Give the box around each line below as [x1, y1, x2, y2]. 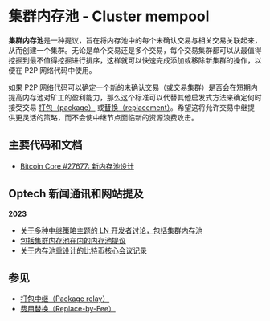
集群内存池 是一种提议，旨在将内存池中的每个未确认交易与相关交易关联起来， [8, 35, 262, 45]
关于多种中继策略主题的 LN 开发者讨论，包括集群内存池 [19, 226, 203, 235]
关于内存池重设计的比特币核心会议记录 [19, 246, 147, 255]
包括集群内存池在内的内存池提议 [19, 235, 126, 245]
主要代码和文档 [8, 138, 83, 152]
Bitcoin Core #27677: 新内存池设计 [19, 161, 134, 171]
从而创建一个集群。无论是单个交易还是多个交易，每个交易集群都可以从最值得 [8, 45, 262, 55]
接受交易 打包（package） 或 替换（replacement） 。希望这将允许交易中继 [8, 102, 248, 112]
